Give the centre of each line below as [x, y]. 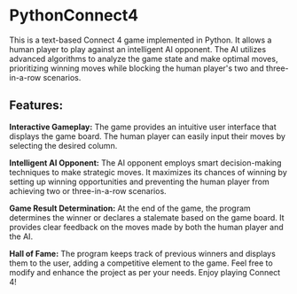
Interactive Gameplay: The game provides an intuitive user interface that [143, 127]
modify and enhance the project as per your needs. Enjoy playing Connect [145, 272]
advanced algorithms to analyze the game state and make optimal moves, [144, 58]
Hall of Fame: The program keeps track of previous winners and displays [143, 253]
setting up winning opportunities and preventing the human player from [139, 182]
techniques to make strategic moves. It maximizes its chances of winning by [148, 172]
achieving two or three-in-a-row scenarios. [88, 190]
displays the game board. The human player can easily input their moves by [148, 136]
